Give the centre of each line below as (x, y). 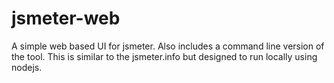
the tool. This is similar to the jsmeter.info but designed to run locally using (164, 56)
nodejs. (27, 67)
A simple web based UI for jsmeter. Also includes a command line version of (168, 46)
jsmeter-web (66, 18)
